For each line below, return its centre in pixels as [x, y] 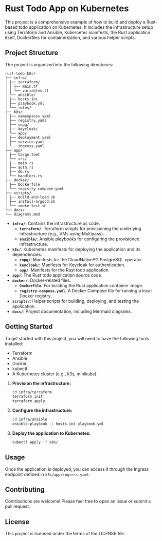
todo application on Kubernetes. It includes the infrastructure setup [86, 27]
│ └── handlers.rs [24, 176]
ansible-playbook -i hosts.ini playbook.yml [58, 424]
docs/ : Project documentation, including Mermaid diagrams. [72, 311]
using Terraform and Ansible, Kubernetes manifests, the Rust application [78, 32]
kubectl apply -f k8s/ [35, 442]
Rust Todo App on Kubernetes [67, 9]
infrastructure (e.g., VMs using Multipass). [62, 233]
